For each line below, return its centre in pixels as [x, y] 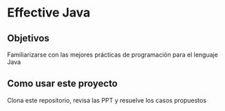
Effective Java [49, 13]
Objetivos [28, 38]
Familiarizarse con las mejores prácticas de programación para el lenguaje [112, 54]
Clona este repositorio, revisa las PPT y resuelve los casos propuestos [107, 100]
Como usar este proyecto [63, 84]
